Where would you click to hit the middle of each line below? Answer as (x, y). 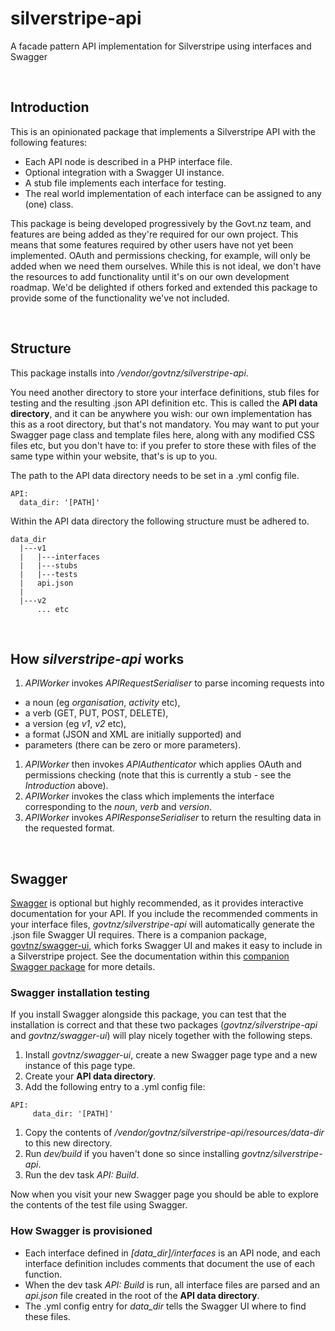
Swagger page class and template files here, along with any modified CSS (162, 434)
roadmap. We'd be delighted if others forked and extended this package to (164, 287)
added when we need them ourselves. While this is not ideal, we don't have (166, 266)
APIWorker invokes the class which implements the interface (149, 796)
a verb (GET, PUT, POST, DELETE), (96, 713)
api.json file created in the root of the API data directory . (142, 1295)
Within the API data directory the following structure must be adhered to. (160, 521)
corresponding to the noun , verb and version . (118, 807)
